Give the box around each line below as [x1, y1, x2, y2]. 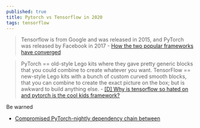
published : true [6, 8, 47, 15]
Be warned [6, 104, 33, 111]
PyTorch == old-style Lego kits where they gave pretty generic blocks [20, 60, 193, 67]
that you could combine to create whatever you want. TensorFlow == [20, 67, 191, 74]
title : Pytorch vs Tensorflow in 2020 [6, 14, 103, 20]
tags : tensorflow [6, 20, 50, 26]
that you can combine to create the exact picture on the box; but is [20, 79, 185, 86]
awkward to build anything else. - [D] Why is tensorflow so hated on [20, 86, 189, 93]
